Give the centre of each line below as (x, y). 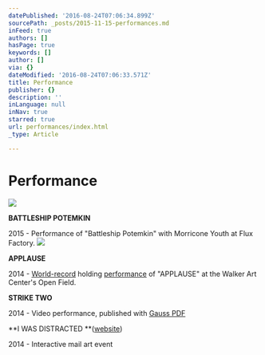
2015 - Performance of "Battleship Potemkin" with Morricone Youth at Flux (131, 233)
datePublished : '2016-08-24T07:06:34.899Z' (82, 16)
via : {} (21, 68)
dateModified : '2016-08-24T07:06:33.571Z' (80, 75)
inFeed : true (30, 30)
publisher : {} (32, 90)
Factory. (22, 243)
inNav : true (28, 112)
